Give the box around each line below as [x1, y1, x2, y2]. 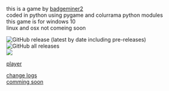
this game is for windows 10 [6, 18, 76, 25]
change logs [6, 72, 38, 79]
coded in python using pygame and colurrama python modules [6, 11, 164, 19]
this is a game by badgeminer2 [6, 5, 84, 12]
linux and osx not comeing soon [6, 24, 86, 31]
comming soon [6, 78, 44, 85]
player [6, 60, 22, 67]
